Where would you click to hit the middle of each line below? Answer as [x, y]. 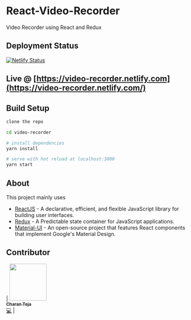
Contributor [28, 253]
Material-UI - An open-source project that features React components [100, 228]
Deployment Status [42, 46]
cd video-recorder [29, 132]
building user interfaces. [44, 215]
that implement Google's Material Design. [65, 234]
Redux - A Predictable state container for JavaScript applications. [94, 222]
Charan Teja [19, 304]
